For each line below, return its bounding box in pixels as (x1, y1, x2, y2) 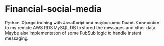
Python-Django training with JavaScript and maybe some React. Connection (5, 20, 160, 25)
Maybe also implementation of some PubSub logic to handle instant (5, 30, 142, 36)
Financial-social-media (5, 3, 102, 15)
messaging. (5, 35, 28, 41)
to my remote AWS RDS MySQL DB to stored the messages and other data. (5, 24, 157, 30)
